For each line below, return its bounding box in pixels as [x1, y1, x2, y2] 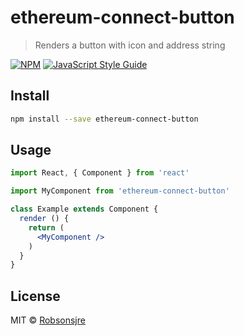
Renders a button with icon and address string [34, 39, 226, 51]
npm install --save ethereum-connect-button [10, 114, 199, 124]
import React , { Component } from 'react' [10, 168, 190, 178]
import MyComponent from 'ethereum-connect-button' [10, 186, 230, 196]
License [10, 287, 61, 305]
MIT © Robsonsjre [10, 314, 86, 326]
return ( [28, 222, 65, 233]
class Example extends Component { [10, 204, 159, 215]
